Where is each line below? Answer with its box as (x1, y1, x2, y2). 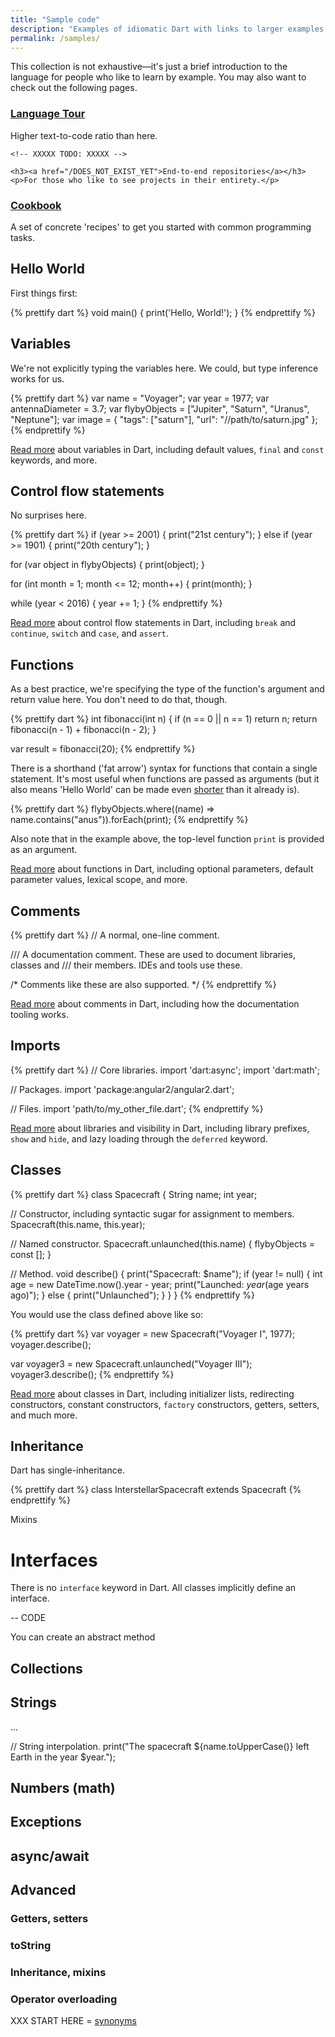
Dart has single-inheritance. (10, 1464, 125, 1476)
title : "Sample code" (10, 14, 101, 25)
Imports (10, 1037, 61, 1055)
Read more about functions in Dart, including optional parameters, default (10, 863, 314, 875)
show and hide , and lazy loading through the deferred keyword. (10, 1132, 268, 1145)
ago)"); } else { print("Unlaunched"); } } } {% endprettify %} (10, 1289, 255, 1301)
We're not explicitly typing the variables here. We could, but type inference (10, 362, 319, 374)
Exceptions (10, 1814, 82, 1831)
